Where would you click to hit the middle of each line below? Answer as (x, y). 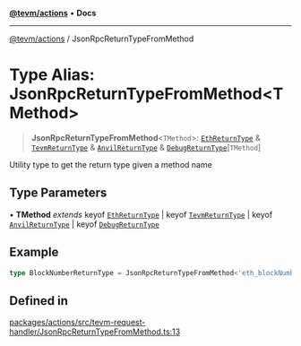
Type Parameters (58, 193)
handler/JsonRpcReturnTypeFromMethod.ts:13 (95, 332)
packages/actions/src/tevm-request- (77, 323)
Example (34, 252)
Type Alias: (52, 75)
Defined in (39, 301)
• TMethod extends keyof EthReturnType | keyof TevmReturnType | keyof (141, 214)
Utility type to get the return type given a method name (111, 164)
